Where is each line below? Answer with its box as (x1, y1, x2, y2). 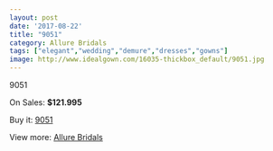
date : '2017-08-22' (9, 22, 83, 31)
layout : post (9, 13, 59, 22)
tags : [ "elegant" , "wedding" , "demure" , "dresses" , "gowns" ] (9, 47, 229, 56)
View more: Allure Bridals (9, 132, 104, 142)
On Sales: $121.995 (9, 97, 83, 108)
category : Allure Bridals (9, 38, 107, 48)
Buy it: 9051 (9, 114, 53, 125)
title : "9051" (9, 30, 63, 39)
